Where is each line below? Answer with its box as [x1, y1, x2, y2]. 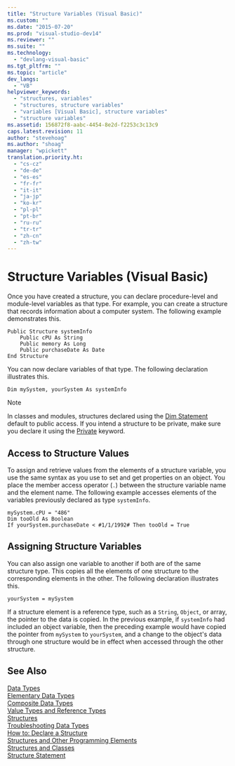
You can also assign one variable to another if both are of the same [7, 559, 201, 567]
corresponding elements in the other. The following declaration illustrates [7, 574, 219, 583]
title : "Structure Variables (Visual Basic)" [7, 10, 142, 18]
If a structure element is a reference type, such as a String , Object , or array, [7, 607, 227, 616]
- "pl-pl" [13, 206, 42, 213]
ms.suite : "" [7, 43, 46, 50]
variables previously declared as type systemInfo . [7, 496, 151, 504]
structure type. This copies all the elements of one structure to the [7, 567, 199, 575]
